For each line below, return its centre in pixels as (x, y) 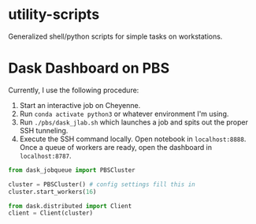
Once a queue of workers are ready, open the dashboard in (116, 147)
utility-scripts (54, 15)
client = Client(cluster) (50, 213)
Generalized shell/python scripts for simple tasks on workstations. (115, 36)
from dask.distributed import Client (70, 206)
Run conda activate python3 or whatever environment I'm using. (124, 114)
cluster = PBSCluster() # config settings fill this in (102, 184)
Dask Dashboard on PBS (89, 68)
